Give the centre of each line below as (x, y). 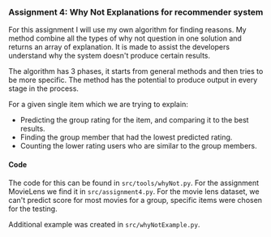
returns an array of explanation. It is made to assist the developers (119, 47)
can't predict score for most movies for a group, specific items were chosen (135, 200)
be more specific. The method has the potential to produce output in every (133, 80)
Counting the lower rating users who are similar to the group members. (138, 146)
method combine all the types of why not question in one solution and (125, 38)
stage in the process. (44, 88)
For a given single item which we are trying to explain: (98, 105)
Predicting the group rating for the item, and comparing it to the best (134, 120)
